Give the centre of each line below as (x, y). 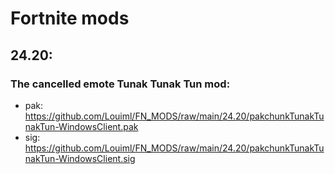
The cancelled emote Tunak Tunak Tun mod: (120, 84)
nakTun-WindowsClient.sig (80, 158)
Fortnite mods (70, 18)
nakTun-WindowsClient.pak (81, 126)
